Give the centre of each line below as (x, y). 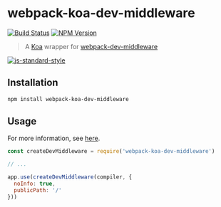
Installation (33, 83)
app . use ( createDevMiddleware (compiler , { (70, 177)
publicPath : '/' (38, 190)
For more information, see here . (54, 138)
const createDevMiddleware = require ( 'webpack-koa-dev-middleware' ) (111, 152)
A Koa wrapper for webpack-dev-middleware (91, 46)
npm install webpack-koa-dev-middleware (68, 99)
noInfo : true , (35, 184)
